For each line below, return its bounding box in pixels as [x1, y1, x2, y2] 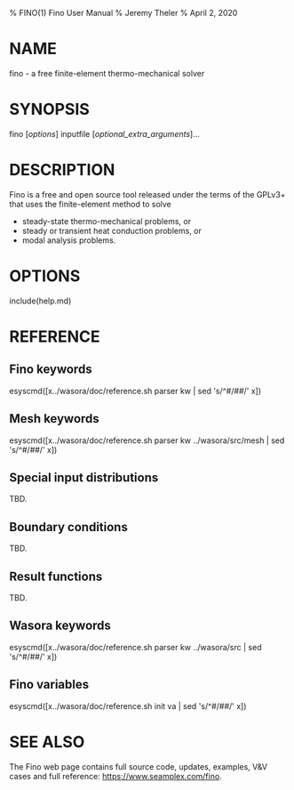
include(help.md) [9, 295, 72, 306]
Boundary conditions [9, 520, 129, 535]
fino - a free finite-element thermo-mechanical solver [9, 68, 205, 78]
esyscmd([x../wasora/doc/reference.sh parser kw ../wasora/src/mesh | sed [9, 435, 285, 446]
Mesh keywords [9, 411, 99, 426]
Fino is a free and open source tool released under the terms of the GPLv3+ [9, 189, 286, 199]
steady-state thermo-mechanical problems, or [21, 215, 192, 226]
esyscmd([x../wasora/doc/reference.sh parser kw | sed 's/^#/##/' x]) [9, 385, 262, 396]
